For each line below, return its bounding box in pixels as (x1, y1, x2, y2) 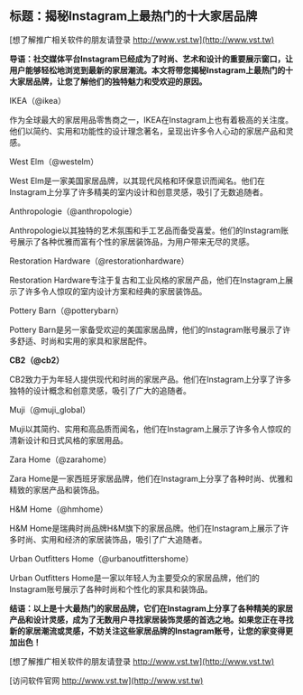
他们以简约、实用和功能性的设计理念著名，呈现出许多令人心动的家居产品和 (9, 125, 286, 136)
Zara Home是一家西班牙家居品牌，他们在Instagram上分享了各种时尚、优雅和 (9, 473, 293, 484)
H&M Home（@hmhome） (9, 504, 108, 514)
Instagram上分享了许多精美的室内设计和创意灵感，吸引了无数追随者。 (9, 186, 268, 197)
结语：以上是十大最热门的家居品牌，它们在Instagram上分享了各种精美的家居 (9, 603, 294, 614)
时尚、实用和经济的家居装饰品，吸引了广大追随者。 (16, 533, 207, 544)
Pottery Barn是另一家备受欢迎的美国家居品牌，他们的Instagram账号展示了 (9, 324, 283, 335)
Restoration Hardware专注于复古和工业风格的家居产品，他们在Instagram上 (9, 274, 286, 285)
